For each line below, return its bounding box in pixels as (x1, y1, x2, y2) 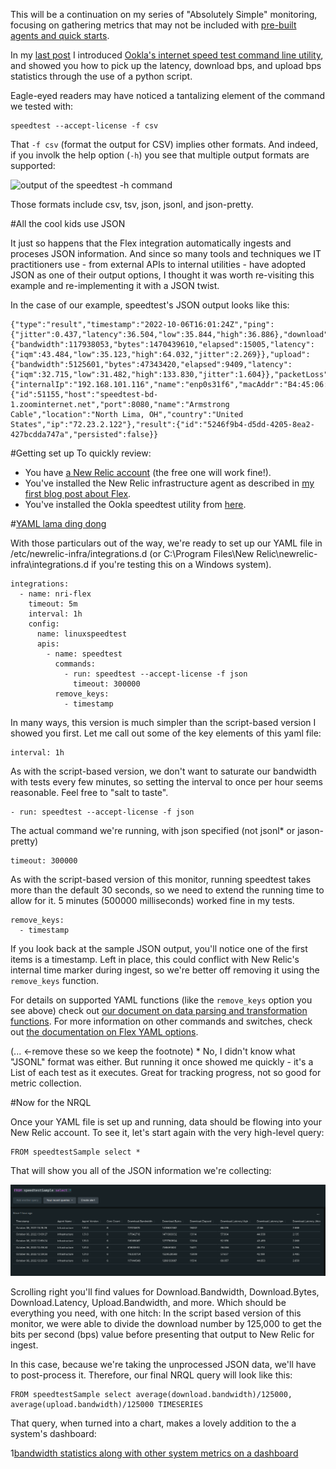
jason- (297, 825, 324, 836)
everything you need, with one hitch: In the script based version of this (10, 1307, 302, 1319)
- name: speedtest (46, 649, 123, 659)
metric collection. (10, 1077, 82, 1089)
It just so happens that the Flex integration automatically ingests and (10, 237, 292, 249)
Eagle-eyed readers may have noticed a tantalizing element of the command (10, 90, 326, 101)
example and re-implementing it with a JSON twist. (10, 280, 220, 291)
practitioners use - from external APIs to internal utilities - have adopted (10, 259, 307, 270)
